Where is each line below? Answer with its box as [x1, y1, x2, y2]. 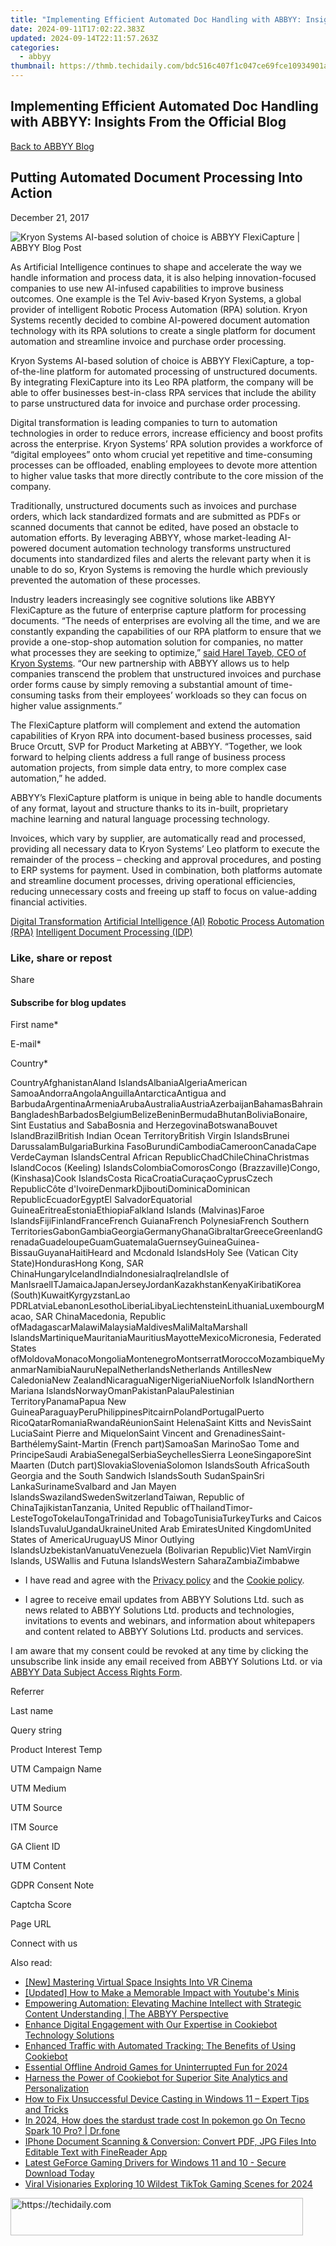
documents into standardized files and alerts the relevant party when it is [10, 552, 312, 565]
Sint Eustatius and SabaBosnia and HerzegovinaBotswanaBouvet [10, 1119, 278, 1131]
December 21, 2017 [10, 211, 90, 223]
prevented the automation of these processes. [10, 574, 201, 586]
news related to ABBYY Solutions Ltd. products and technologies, [24, 1604, 295, 1616]
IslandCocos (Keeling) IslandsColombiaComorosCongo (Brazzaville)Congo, [10, 1162, 321, 1174]
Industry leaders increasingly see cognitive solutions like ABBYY [10, 593, 276, 605]
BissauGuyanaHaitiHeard [10, 1247, 113, 1259]
